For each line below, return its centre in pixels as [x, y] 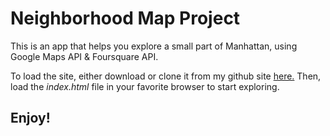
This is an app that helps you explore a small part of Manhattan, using [154, 46]
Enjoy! [30, 118]
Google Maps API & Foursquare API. [84, 56]
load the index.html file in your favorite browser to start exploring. [145, 86]
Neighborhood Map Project [125, 18]
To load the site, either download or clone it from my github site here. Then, [166, 76]
